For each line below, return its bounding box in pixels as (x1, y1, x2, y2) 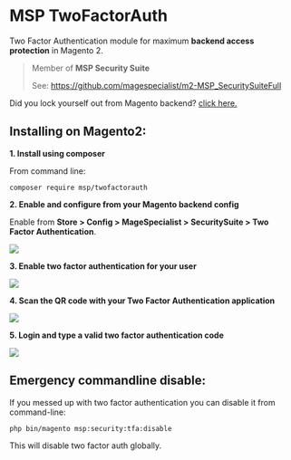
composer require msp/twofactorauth (9, 183, 148, 192)
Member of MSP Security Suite (31, 62, 150, 73)
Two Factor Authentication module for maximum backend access (9, 35, 255, 46)
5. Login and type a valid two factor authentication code (9, 330, 225, 340)
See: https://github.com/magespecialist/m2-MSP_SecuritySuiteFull (31, 80, 282, 91)
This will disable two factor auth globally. (9, 440, 162, 451)
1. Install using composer (9, 148, 106, 158)
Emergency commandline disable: (9, 373, 207, 388)
